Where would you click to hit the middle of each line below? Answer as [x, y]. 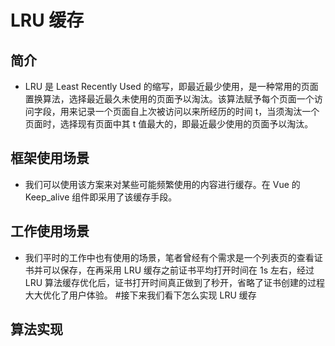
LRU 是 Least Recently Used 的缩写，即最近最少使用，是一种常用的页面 [171, 86]
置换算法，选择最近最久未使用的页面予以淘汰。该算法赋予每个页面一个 [169, 99]
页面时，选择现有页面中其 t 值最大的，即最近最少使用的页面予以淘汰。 [169, 124]
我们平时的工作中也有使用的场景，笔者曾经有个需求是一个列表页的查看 [169, 257]
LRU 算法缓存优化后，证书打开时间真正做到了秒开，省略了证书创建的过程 [175, 282]
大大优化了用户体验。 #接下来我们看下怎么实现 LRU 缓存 [140, 295]
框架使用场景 [50, 158]
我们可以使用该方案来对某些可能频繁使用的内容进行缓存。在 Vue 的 [162, 184]
